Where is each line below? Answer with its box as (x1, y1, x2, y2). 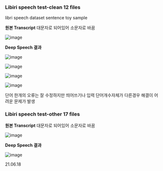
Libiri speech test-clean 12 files (5, 4, 81, 11)
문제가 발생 (14, 98, 36, 104)
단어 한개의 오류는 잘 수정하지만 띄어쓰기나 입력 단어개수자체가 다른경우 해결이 (5, 93, 153, 98)
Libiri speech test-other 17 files (5, 111, 80, 118)
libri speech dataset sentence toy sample (5, 15, 88, 21)
